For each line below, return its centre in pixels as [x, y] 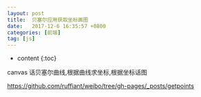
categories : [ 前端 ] [34, 32]
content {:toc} [37, 58]
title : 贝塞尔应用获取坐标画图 [48, 20]
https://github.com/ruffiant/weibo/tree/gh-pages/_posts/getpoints [101, 86]
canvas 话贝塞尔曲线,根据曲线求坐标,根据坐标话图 [77, 72]
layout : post [26, 13]
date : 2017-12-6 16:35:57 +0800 [57, 26]
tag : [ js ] [21, 39]
